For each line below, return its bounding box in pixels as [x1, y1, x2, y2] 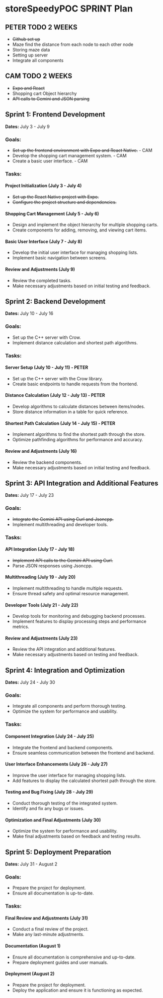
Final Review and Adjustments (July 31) [5, 915, 88, 921]
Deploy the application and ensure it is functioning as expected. [12, 987, 143, 993]
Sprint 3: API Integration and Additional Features [5, 479, 159, 487]
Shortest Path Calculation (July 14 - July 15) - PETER [5, 420, 115, 426]
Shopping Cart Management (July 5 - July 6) [5, 210, 99, 216]
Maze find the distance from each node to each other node [12, 41, 134, 47]
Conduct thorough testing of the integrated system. [12, 800, 118, 806]
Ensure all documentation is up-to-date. [12, 890, 94, 896]
